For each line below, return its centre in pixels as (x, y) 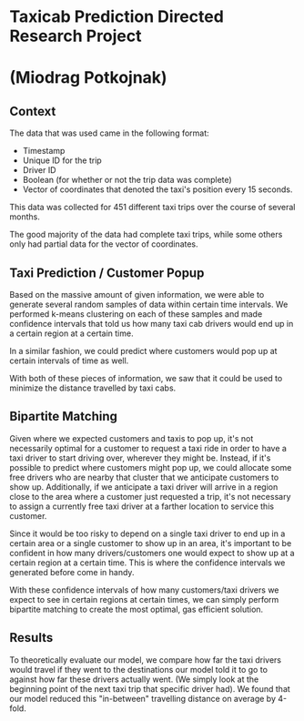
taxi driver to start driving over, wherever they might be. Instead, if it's (140, 458)
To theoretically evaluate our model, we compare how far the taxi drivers (146, 660)
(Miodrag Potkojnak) (88, 78)
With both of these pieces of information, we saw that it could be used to (146, 378)
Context (33, 111)
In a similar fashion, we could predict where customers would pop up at (143, 351)
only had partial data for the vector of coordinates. (104, 244)
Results (31, 638)
